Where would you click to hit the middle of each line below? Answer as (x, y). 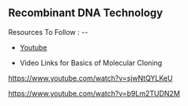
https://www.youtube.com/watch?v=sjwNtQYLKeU (90, 78)
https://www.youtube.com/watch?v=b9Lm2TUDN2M (94, 93)
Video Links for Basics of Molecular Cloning (91, 62)
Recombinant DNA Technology (86, 13)
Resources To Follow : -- (48, 32)
